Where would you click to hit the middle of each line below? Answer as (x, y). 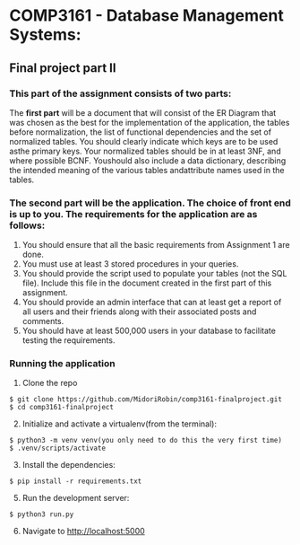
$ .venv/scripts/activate (57, 448)
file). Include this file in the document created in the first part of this (147, 283)
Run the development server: (76, 498)
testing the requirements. (69, 340)
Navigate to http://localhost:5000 (83, 532)
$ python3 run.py (42, 514)
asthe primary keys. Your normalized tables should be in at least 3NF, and (145, 151)
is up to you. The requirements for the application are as (133, 214)
